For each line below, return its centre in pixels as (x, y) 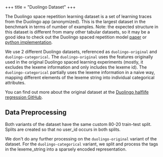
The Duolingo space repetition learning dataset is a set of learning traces (79, 16)
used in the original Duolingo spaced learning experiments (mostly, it (74, 62)
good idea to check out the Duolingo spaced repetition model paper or (76, 37)
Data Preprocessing (36, 113)
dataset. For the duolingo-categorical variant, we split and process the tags (82, 144)
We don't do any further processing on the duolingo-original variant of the (81, 139)
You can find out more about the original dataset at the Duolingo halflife (77, 92)
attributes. (15, 83)
